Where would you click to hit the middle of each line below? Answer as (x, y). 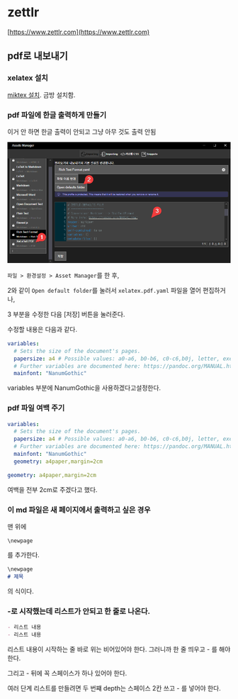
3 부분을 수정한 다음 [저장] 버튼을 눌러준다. (66, 314)
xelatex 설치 (28, 78)
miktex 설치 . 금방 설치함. (41, 95)
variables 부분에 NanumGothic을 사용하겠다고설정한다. (84, 388)
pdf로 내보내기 (38, 56)
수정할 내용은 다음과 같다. (42, 329)
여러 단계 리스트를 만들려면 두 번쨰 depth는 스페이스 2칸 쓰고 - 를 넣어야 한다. (114, 688)
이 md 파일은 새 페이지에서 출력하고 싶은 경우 (79, 510)
